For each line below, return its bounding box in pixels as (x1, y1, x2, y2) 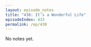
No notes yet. (5, 36, 34, 42)
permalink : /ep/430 (5, 21, 47, 27)
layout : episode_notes (5, 7, 54, 13)
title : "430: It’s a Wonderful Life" (5, 12, 86, 17)
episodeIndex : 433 (5, 17, 45, 22)
